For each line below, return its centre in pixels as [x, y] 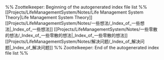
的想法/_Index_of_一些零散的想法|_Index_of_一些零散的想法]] [66, 35]
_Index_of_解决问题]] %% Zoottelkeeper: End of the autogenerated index [85, 48]
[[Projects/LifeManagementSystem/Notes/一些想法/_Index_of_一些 [73, 23]
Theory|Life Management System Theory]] [49, 17]
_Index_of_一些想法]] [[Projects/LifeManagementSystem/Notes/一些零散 [84, 29]
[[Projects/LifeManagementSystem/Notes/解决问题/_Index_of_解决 [73, 41]
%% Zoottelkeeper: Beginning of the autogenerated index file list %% [76, 7]
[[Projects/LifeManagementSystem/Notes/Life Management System [74, 12]
